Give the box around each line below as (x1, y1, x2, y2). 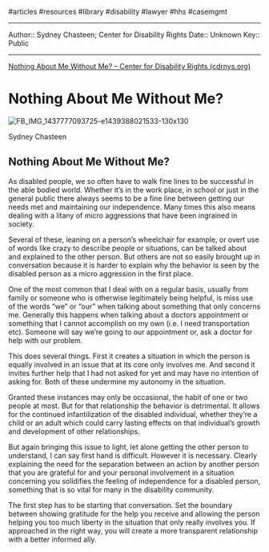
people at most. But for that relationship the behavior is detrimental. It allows (8, 401, 260, 411)
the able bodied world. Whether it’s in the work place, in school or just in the (8, 185, 259, 194)
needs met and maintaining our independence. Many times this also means (8, 202, 256, 211)
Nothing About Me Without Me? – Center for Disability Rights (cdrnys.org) (8, 62, 251, 71)
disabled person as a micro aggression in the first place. (8, 268, 194, 278)
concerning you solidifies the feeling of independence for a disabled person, (8, 476, 261, 485)
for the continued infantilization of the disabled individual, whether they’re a (8, 409, 258, 419)
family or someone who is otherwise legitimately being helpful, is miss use (8, 292, 254, 302)
